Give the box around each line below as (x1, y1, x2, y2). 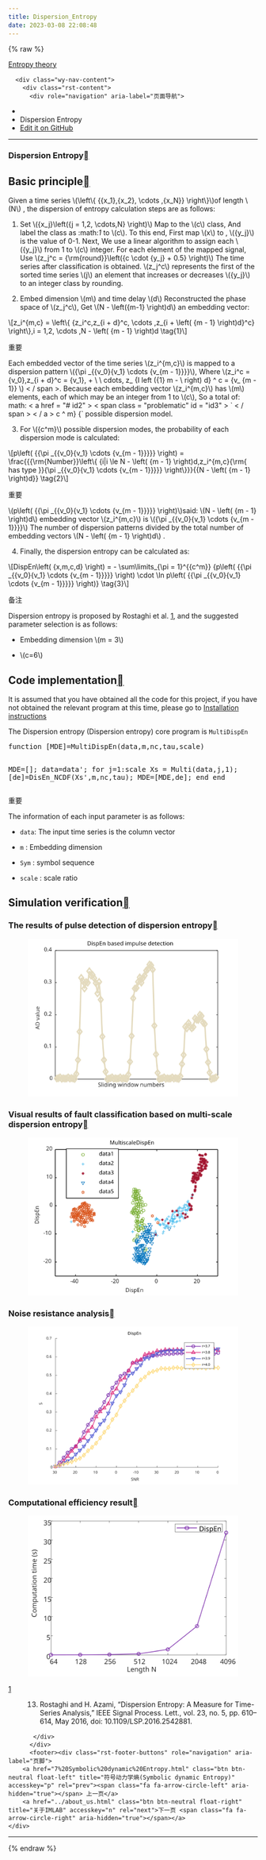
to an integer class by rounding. (19, 279, 123, 288)
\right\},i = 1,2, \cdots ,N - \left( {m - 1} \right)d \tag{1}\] (8, 326, 188, 336)
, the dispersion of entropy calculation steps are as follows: (22, 204, 216, 214)
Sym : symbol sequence (19, 858, 95, 867)
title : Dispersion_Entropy (8, 13, 97, 21)
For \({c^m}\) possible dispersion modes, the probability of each (19, 425, 230, 434)
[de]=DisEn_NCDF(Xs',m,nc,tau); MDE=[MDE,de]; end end (8, 773, 226, 782)
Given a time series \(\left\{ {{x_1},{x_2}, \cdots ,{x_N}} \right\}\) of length (8, 195, 244, 206)
